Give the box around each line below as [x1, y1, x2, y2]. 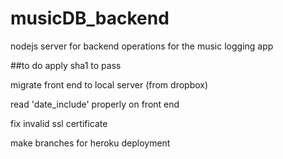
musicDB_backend [10, 7, 170, 30]
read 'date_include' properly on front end [10, 98, 180, 110]
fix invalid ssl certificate [10, 117, 108, 129]
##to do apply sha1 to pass [10, 59, 122, 71]
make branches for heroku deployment [10, 137, 171, 149]
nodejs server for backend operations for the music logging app [10, 40, 274, 52]
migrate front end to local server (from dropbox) [10, 78, 209, 91]
